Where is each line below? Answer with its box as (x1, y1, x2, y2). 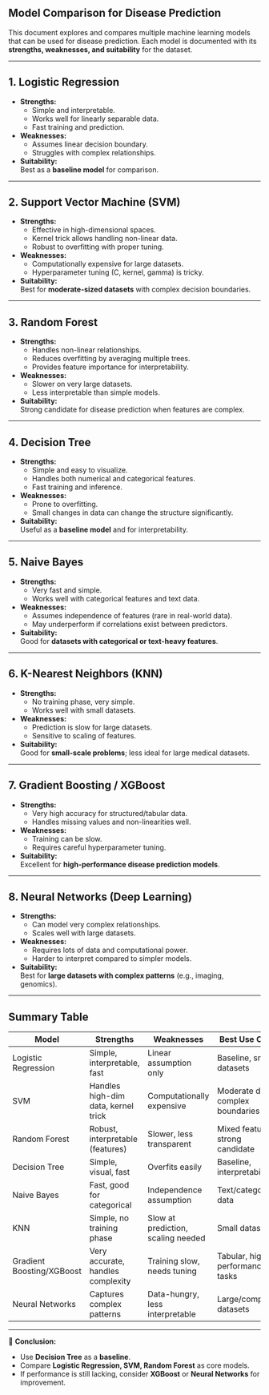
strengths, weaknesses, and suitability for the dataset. (8, 44, 193, 54)
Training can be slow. (31, 834, 102, 843)
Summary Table (8, 1010, 89, 1023)
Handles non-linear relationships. (31, 345, 142, 355)
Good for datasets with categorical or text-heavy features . (19, 636, 219, 645)
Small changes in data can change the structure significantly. (31, 508, 234, 517)
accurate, (89, 1256, 126, 1267)
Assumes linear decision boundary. (31, 139, 148, 149)
